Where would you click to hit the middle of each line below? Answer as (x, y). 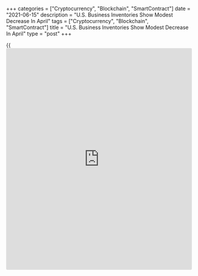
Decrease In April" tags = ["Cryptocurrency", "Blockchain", (77, 21)
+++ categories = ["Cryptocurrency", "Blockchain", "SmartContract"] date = (98, 9)
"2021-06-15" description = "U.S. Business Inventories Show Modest (90, 15)
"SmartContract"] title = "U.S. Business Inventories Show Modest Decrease (97, 27)
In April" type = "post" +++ (39, 34)
